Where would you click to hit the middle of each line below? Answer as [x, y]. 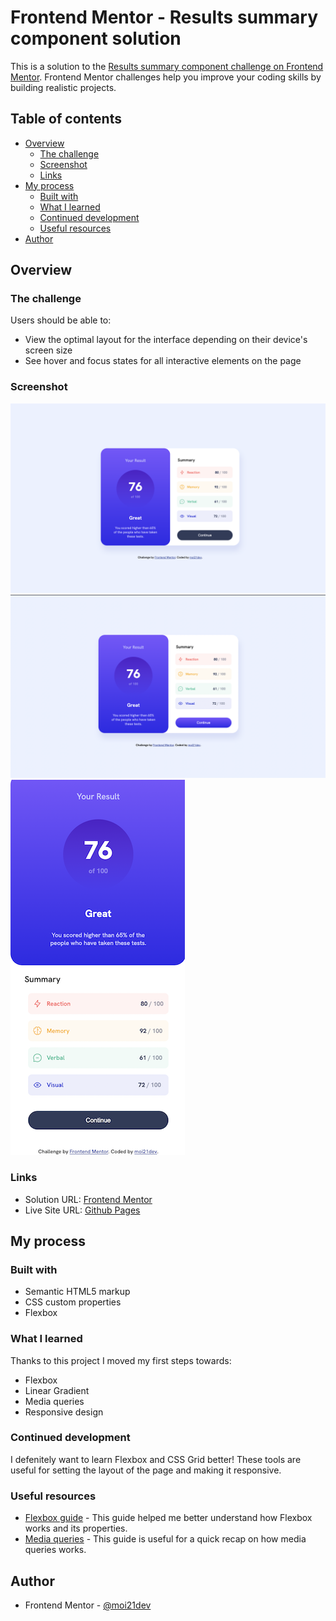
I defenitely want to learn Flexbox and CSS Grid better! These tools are [156, 1459]
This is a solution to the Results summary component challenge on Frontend [167, 66]
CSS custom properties [73, 1302]
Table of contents [66, 119]
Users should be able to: [61, 320]
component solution [96, 38]
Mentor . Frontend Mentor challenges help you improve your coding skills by [166, 77]
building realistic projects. [63, 87]
